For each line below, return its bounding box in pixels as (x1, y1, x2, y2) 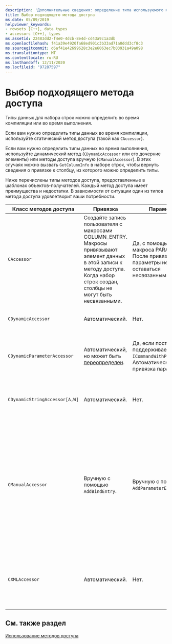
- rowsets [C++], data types (5, 27, 68, 32)
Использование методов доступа (5, 632, 79, 638)
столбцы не (83, 285, 113, 292)
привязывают (83, 246, 118, 254)
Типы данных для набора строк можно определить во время (5, 115, 139, 121)
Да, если (132, 340, 155, 347)
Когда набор (83, 272, 115, 279)
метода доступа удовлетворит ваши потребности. (5, 193, 116, 200)
